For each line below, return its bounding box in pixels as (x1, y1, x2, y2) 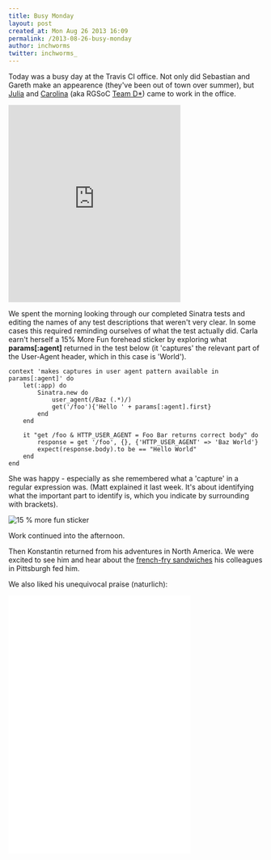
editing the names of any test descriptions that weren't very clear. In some (8, 317, 256, 327)
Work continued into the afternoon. (8, 531, 125, 540)
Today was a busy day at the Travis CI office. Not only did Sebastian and (8, 72, 251, 81)
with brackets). (8, 499, 58, 509)
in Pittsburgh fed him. (8, 564, 80, 573)
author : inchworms (8, 42, 70, 50)
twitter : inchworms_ (8, 49, 78, 57)
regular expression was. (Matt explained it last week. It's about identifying (8, 482, 255, 492)
